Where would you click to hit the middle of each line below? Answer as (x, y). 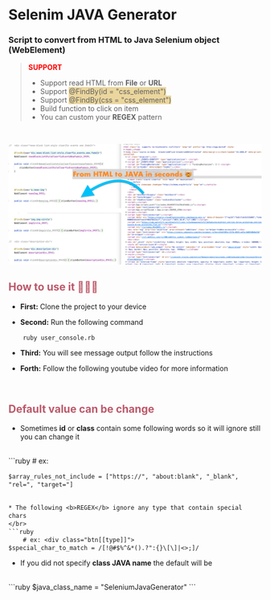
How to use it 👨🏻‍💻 (53, 287)
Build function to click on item (89, 109)
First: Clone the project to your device (83, 306)
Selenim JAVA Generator (92, 15)
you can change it (50, 437)
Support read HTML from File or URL (101, 83)
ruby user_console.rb (59, 338)
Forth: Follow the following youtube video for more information (124, 368)
